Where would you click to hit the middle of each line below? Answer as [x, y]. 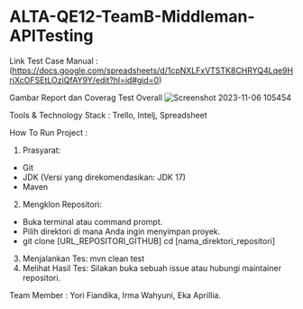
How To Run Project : [49, 132]
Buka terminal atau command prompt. [92, 221]
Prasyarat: [41, 150]
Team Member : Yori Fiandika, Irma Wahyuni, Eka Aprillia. [115, 295]
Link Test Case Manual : [54, 61]
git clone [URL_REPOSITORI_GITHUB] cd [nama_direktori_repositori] [149, 240]
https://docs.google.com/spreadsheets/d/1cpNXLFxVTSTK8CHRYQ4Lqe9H [153, 70]
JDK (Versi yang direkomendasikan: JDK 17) [104, 177]
